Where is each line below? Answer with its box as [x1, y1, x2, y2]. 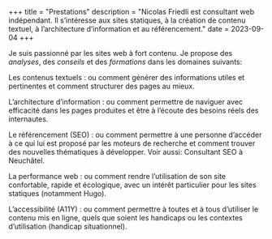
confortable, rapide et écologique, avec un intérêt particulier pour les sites [8, 180, 257, 190]
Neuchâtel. [8, 156, 45, 165]
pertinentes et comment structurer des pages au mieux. [8, 81, 195, 91]
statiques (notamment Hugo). [8, 189, 107, 198]
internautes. [8, 114, 49, 124]
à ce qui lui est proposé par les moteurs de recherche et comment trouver [8, 139, 256, 148]
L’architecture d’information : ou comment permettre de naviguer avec [8, 97, 244, 106]
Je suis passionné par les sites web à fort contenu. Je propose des [8, 49, 233, 58]
